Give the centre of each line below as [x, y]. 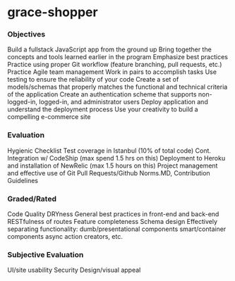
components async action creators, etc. [65, 237]
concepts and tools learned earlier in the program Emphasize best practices [117, 57]
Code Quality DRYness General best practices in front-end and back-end [113, 214]
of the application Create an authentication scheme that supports [102, 94]
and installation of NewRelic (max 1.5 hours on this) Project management [113, 166]
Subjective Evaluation [46, 255]
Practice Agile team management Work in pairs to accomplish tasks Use [112, 72]
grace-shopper [53, 12]
